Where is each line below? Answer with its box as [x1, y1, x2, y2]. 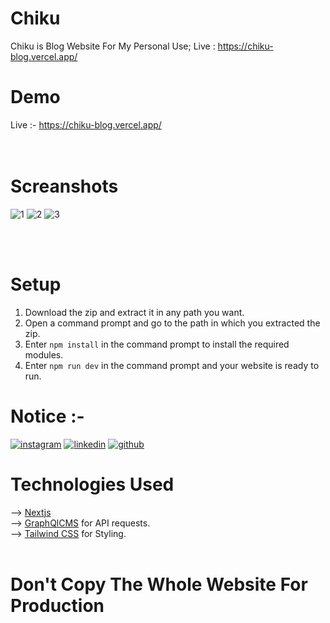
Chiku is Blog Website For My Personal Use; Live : [10, 40, 216, 52]
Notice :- [10, 405, 85, 427]
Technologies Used [10, 473, 175, 496]
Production [10, 594, 105, 617]
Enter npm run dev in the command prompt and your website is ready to [24, 359, 320, 371]
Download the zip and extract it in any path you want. [24, 306, 245, 318]
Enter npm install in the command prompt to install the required [24, 338, 290, 350]
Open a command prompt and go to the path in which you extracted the [24, 317, 321, 329]
